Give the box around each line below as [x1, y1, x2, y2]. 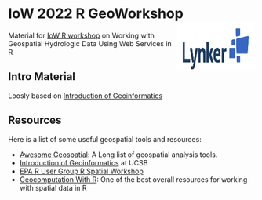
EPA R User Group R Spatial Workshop [19, 166, 144, 176]
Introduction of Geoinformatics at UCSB [19, 158, 148, 167]
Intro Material [8, 70, 76, 83]
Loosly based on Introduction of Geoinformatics [8, 91, 163, 100]
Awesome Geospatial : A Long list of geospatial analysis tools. [19, 150, 218, 159]
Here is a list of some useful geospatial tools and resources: [8, 134, 202, 144]
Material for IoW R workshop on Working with [8, 31, 155, 40]
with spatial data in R [19, 183, 88, 192]
